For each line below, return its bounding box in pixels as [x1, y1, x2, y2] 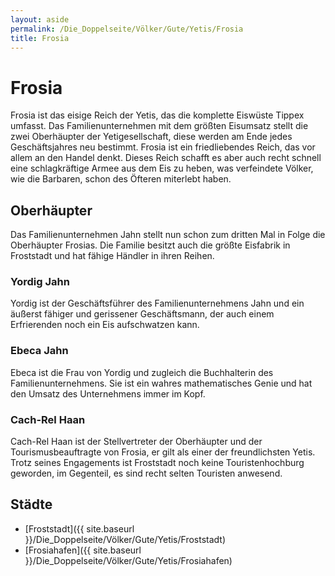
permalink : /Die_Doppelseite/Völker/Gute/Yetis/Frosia [10, 24, 244, 34]
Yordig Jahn [10, 275, 70, 289]
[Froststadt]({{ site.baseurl [24, 522, 135, 535]
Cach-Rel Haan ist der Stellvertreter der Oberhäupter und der [10, 436, 263, 448]
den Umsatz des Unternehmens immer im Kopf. [10, 387, 206, 400]
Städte [10, 496, 53, 513]
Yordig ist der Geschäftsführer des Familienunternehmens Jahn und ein [10, 297, 305, 310]
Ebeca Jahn [10, 344, 69, 358]
